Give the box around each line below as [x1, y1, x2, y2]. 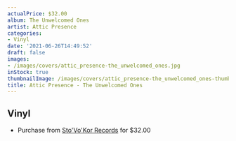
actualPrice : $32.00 [7, 10, 68, 17]
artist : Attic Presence [7, 23, 77, 30]
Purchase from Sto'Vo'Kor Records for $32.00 [17, 126, 151, 135]
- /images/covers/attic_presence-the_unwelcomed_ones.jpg [7, 62, 181, 69]
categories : [7, 29, 42, 37]
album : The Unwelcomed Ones [7, 17, 90, 24]
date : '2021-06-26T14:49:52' [7, 43, 93, 50]
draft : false [7, 50, 46, 57]
